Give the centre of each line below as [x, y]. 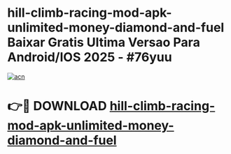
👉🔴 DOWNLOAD [57, 106]
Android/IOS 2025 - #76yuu [90, 57]
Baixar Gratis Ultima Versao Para [104, 43]
